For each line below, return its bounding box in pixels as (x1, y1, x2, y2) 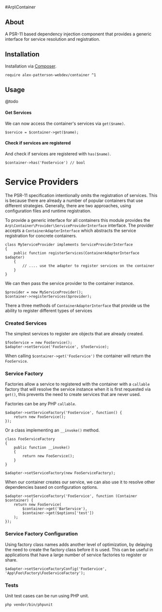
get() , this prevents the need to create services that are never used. (5, 392, 141, 397)
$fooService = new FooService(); (5, 340, 73, 345)
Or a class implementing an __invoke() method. (5, 427, 100, 433)
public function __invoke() (14, 445, 70, 450)
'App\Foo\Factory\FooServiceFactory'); (5, 570, 86, 576)
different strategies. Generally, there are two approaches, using (5, 202, 132, 208)
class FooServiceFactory (5, 437, 55, 442)
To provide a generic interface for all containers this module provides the (5, 217, 150, 223)
